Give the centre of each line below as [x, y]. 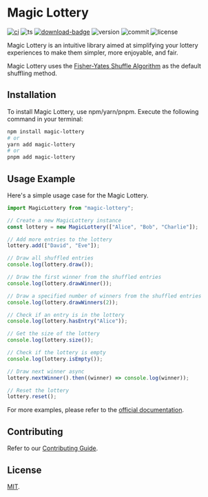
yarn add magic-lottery [41, 144]
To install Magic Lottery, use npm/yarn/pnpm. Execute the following [103, 111]
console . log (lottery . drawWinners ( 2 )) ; [63, 302]
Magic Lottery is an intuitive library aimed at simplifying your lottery [103, 45]
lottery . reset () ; [32, 397]
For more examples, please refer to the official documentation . [96, 410]
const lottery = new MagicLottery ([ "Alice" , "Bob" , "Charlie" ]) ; [103, 227]
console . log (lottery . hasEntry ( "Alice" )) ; [67, 321]
